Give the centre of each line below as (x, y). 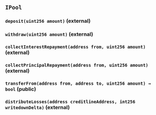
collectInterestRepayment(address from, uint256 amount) (76, 47)
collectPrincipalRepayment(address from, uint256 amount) (77, 65)
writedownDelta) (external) (38, 107)
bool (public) (21, 89)
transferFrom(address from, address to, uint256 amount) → (78, 84)
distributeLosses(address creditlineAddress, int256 (70, 102)
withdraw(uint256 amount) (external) (49, 34)
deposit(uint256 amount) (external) (48, 21)
